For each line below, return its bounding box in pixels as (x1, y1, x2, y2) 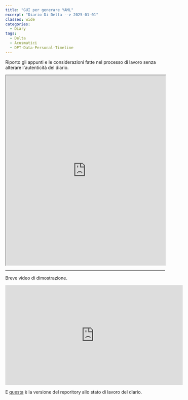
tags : (5, 31, 17, 36)
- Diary (10, 26, 26, 31)
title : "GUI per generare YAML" (5, 7, 73, 13)
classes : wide (5, 17, 35, 22)
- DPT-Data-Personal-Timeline (10, 45, 73, 50)
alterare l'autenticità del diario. (5, 64, 69, 70)
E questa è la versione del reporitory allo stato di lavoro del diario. (5, 389, 142, 395)
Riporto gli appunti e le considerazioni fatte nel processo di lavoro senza (5, 59, 156, 65)
